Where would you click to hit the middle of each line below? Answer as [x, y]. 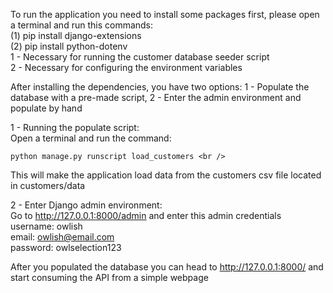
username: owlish [46, 226]
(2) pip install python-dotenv [69, 46]
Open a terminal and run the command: [91, 138]
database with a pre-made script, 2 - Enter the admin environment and [156, 97]
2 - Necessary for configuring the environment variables [126, 67]
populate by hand [46, 108]
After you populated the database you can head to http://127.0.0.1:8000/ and [167, 267]
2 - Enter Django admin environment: [86, 205]
